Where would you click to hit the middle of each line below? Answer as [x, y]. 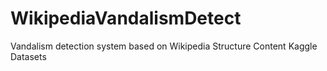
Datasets [28, 56]
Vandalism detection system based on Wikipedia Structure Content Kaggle [164, 46]
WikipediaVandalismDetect [126, 18]
